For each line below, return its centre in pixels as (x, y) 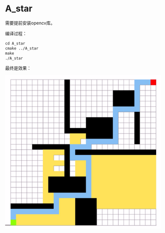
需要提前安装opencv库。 (30, 23)
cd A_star (15, 43)
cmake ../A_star (22, 48)
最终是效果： (18, 68)
